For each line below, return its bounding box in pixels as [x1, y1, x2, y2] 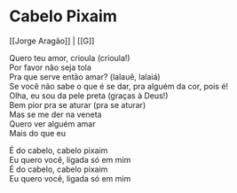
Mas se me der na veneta [9, 109, 102, 120]
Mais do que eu [9, 127, 67, 138]
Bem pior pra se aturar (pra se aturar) [9, 99, 146, 110]
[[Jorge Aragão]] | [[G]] [9, 35, 95, 46]
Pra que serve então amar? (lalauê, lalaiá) [9, 71, 162, 81]
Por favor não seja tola [9, 62, 91, 73]
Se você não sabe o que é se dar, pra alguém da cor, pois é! [9, 81, 229, 91]
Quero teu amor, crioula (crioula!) [9, 52, 130, 63]
